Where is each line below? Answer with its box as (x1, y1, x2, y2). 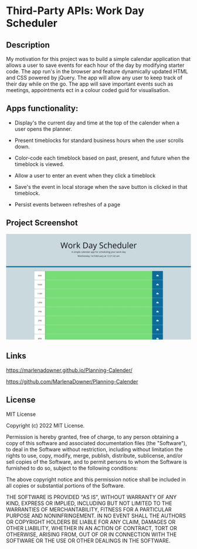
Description (6, 40, 50, 50)
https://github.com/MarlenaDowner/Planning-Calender (6, 378, 138, 385)
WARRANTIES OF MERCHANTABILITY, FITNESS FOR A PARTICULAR (6, 506, 172, 513)
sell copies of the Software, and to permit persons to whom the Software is (6, 458, 188, 465)
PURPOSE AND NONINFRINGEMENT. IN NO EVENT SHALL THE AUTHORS (6, 512, 186, 519)
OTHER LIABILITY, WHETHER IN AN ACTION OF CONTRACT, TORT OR (6, 524, 177, 531)
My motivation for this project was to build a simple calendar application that (6, 56, 191, 62)
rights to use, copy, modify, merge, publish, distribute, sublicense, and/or (6, 452, 183, 459)
